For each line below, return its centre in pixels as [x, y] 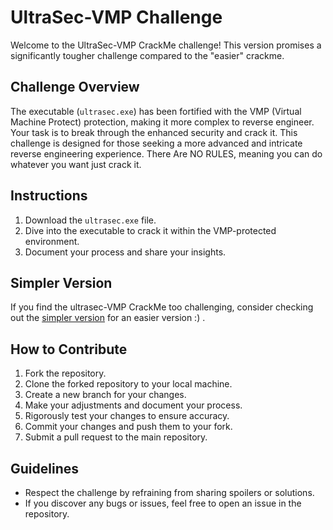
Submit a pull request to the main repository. [116, 437]
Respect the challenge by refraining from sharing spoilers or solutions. [169, 492]
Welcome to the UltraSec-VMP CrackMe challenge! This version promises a [166, 45]
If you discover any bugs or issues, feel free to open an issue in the [163, 503]
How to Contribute [69, 349]
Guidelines [44, 468]
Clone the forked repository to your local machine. [128, 384]
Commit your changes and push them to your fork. [128, 427]
